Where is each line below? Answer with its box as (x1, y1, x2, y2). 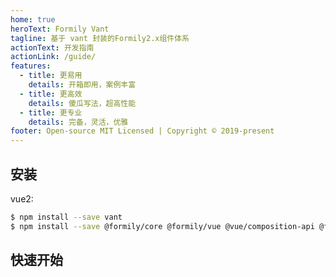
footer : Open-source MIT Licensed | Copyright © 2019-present (10, 126, 275, 136)
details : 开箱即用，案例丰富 (28, 80, 137, 90)
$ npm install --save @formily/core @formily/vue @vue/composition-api (10, 221, 315, 231)
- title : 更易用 (19, 71, 83, 81)
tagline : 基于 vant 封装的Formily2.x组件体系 (10, 33, 190, 43)
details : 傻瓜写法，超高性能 (28, 98, 137, 108)
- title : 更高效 (19, 89, 83, 99)
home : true (10, 14, 56, 25)
